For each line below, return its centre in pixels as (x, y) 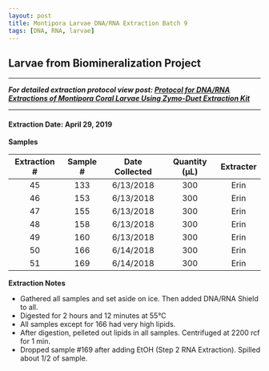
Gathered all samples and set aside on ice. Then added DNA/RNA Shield (139, 299)
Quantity (190, 162)
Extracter (239, 167)
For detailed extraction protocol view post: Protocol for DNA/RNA (119, 90)
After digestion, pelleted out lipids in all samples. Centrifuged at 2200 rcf (140, 333)
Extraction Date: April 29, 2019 (60, 124)
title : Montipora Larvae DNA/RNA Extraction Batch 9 (98, 23)
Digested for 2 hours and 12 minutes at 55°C (93, 316)
